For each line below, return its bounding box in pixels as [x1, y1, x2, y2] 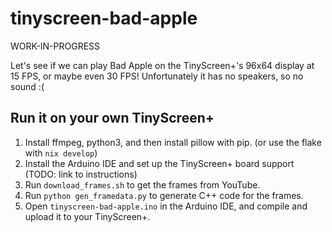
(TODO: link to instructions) [24, 168, 138, 180]
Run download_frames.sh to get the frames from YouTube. [24, 178, 261, 191]
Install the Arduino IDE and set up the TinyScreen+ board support [24, 157, 295, 169]
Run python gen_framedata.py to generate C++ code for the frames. [24, 189, 304, 201]
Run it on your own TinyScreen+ [10, 110, 215, 127]
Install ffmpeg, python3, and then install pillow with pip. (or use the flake [24, 136, 322, 148]
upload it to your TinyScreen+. [24, 210, 151, 222]
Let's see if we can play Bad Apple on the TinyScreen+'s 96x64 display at [10, 59, 315, 71]
